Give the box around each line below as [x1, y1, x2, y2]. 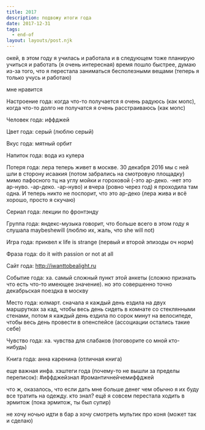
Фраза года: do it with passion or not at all [6, 250, 114, 258]
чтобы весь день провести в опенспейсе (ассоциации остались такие [6, 318, 190, 326]
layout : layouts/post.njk [6, 37, 72, 44]
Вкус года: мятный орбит [6, 140, 72, 147]
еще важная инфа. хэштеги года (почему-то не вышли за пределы [6, 367, 180, 374]
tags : [6, 26, 20, 33]
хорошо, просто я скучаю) [6, 196, 76, 203]
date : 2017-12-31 [6, 20, 51, 26]
